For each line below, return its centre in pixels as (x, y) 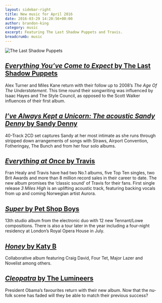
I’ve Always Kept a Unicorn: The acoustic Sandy (80, 116)
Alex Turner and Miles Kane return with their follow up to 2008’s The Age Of (81, 85)
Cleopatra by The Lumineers (49, 278)
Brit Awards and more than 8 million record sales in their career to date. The (81, 178)
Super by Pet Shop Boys (42, 209)
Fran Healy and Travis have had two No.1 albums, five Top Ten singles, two (80, 173)
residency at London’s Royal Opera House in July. (55, 231)
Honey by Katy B (31, 246)
